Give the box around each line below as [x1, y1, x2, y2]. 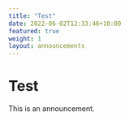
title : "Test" [8, 11, 57, 20]
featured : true [8, 27, 60, 35]
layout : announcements [8, 42, 85, 50]
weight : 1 [8, 34, 42, 43]
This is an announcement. [8, 104, 95, 114]
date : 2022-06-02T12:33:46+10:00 [8, 19, 122, 28]
